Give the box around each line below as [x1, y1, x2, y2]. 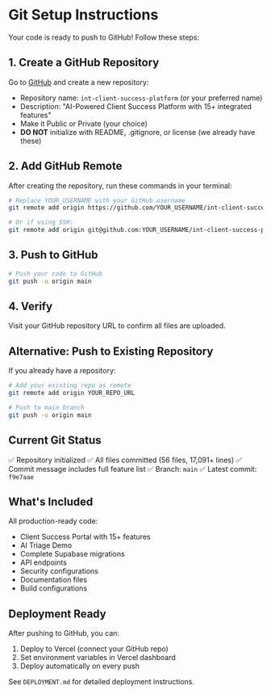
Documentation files [19, 575, 87, 585]
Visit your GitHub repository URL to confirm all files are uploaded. [8, 321, 226, 330]
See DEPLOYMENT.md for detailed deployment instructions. [8, 677, 195, 687]
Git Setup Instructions [8, 6, 159, 24]
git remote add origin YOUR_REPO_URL [8, 389, 135, 397]
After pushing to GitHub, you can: [8, 629, 119, 638]
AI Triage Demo [19, 540, 73, 550]
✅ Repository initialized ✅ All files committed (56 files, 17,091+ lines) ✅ [8, 455, 243, 465]
